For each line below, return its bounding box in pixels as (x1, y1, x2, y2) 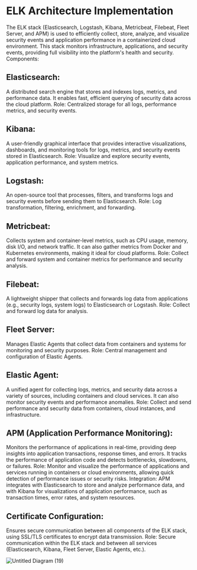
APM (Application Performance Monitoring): (6, 428, 173, 439)
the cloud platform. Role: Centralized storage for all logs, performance (6, 101, 177, 108)
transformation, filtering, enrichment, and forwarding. (6, 204, 136, 211)
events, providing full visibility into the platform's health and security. (6, 49, 175, 56)
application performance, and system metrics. (6, 159, 119, 166)
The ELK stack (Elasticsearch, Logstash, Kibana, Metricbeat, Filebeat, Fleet (6, 24, 189, 31)
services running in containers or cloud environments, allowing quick (6, 469, 175, 476)
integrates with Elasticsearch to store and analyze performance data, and (6, 481, 185, 489)
